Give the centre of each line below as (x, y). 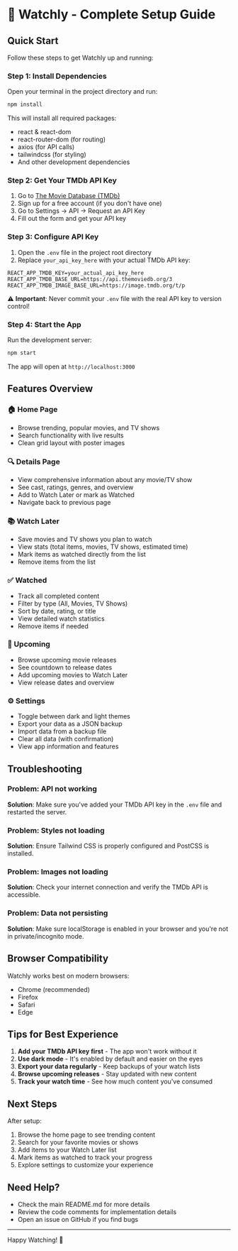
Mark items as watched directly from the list (82, 555)
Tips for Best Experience (63, 1034)
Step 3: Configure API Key (53, 237)
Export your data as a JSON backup (70, 724)
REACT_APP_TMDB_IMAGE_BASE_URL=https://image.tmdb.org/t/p (96, 285)
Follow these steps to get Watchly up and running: (80, 58)
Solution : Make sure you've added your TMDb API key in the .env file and (115, 804)
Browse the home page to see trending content (86, 1135)
